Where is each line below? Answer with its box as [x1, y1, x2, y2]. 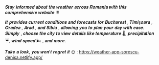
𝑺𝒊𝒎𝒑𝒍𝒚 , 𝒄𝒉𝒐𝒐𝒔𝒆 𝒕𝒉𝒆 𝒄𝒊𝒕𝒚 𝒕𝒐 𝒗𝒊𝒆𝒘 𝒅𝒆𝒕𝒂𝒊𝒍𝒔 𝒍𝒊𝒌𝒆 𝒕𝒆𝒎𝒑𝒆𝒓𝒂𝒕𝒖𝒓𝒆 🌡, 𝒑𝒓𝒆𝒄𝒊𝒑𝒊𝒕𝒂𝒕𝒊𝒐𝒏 [5, 31, 154, 36]
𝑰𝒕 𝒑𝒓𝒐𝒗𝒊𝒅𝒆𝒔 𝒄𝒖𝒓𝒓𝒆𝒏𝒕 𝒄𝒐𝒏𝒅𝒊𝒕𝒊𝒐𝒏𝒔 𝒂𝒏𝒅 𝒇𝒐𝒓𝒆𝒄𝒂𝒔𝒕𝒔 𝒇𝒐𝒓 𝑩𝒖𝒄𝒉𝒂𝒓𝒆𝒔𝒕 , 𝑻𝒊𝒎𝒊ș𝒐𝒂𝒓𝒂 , [5, 19, 153, 25]
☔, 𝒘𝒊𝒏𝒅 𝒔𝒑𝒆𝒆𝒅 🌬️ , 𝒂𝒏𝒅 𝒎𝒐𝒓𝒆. [5, 38, 66, 43]
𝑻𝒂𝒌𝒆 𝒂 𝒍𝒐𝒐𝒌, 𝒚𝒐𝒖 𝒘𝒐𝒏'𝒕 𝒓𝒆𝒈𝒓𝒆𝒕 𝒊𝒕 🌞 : [5, 49, 78, 55]
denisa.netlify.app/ [5, 54, 43, 60]
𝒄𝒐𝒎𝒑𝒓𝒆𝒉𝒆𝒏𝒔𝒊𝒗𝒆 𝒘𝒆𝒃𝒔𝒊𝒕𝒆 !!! [5, 10, 60, 15]
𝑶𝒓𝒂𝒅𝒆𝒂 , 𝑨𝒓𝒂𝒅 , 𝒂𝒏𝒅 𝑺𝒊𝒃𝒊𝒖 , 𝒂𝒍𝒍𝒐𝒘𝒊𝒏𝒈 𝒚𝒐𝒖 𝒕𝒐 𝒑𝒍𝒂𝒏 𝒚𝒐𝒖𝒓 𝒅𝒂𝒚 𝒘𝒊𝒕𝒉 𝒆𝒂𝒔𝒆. [5, 25, 145, 31]
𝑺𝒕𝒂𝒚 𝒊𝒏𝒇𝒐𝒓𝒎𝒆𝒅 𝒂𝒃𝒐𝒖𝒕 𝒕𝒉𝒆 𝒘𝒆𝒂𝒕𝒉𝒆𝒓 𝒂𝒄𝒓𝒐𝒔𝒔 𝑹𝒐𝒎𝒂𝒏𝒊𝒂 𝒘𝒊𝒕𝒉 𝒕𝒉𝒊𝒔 [5, 4, 127, 10]
